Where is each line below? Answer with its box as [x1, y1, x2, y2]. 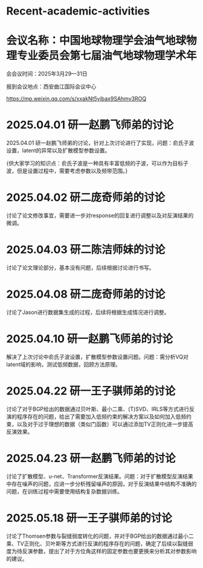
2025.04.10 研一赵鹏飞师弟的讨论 [6, 332, 173, 346]
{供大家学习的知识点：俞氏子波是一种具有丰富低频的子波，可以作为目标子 [6, 160, 188, 167]
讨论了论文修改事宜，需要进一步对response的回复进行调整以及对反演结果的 [6, 212, 194, 219]
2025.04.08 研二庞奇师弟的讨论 [6, 287, 166, 301]
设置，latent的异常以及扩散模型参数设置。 [6, 147, 111, 154]
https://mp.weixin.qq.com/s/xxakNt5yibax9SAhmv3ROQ [6, 95, 147, 102]
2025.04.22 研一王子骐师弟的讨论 [6, 384, 176, 397]
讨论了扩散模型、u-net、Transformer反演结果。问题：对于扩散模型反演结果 [6, 472, 193, 480]
